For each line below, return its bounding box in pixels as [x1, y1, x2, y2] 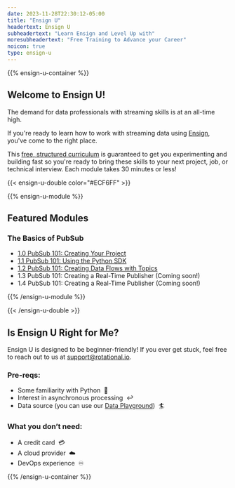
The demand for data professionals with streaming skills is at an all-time [7, 107, 215, 116]
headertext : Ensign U [7, 23, 71, 30]
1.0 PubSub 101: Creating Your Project [17, 249, 126, 258]
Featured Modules [7, 212, 89, 225]
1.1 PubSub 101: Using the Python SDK [17, 257, 127, 265]
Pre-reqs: [7, 370, 41, 380]
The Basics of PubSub [7, 233, 84, 243]
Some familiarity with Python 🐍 [17, 386, 109, 395]
